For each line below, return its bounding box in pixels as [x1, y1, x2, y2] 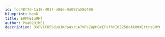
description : [5, 25, 32, 30]
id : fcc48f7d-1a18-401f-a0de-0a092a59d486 [5, 7, 93, 12]
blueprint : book [5, 12, 38, 16]
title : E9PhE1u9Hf [5, 16, 43, 21]
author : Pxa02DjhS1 [5, 20, 45, 25]
